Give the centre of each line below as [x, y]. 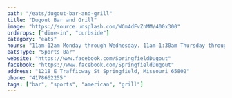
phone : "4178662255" [37, 78]
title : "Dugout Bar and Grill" [52, 20]
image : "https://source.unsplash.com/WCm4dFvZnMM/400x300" [94, 26]
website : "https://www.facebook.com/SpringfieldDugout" [89, 59]
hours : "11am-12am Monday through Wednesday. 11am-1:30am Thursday [106, 46]
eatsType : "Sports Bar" [41, 52]
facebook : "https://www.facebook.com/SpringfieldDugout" [91, 65]
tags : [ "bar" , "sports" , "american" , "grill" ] [75, 84]
